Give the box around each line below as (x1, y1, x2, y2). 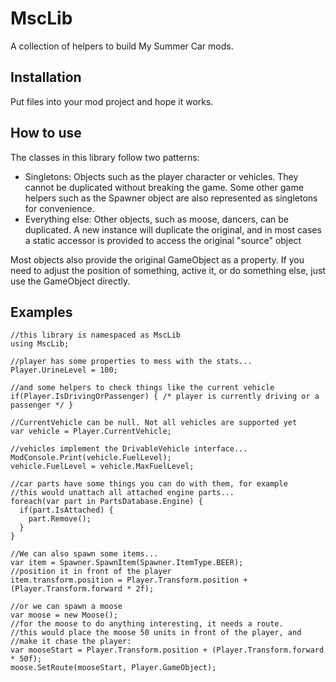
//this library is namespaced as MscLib (10, 330, 182, 341)
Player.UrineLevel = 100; (10, 365, 118, 376)
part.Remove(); (28, 514, 92, 524)
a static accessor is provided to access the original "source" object (24, 234, 302, 246)
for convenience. (24, 202, 95, 214)
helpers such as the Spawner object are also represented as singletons (24, 192, 318, 204)
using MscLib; (10, 339, 70, 349)
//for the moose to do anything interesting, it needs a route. (10, 619, 284, 629)
